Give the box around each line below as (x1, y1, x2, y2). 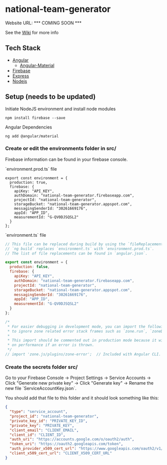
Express (12, 73, 29, 79)
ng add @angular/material (5, 133, 59, 138)
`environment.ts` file (5, 232, 46, 238)
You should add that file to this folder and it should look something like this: (5, 395, 159, 401)
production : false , (9, 265, 50, 269)
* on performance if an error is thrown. (7, 342, 94, 348)
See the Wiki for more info (5, 29, 59, 35)
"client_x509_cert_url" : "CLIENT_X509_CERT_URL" (9, 451, 112, 456)
